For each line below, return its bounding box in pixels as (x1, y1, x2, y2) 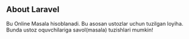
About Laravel (6, 5, 60, 15)
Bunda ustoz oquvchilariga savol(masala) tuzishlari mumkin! (6, 26, 154, 33)
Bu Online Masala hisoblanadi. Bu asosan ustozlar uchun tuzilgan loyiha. (6, 20, 184, 27)
